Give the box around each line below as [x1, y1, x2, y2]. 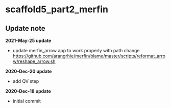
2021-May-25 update [5, 37, 52, 44]
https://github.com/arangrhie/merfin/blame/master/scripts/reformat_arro [12, 53, 166, 59]
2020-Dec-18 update [5, 88, 51, 94]
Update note [5, 24, 45, 33]
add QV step [12, 78, 39, 84]
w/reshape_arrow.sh [12, 58, 56, 64]
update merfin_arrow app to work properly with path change [12, 48, 140, 53]
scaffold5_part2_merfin [5, 4, 109, 15]
